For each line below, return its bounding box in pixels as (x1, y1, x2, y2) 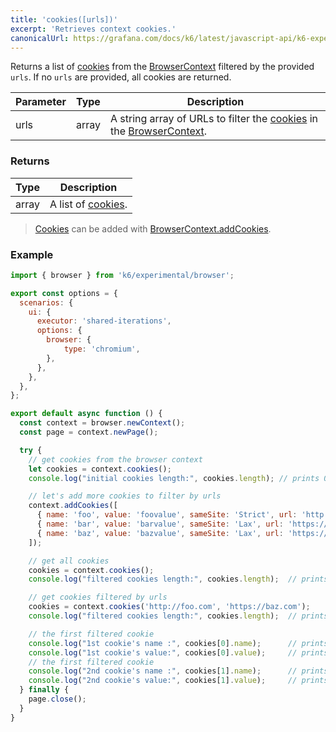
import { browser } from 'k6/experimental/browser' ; (10, 270, 235, 280)
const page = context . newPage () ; (19, 427, 159, 438)
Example (10, 247, 54, 261)
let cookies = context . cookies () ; (28, 464, 172, 474)
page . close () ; (28, 694, 87, 705)
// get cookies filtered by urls (28, 592, 168, 603)
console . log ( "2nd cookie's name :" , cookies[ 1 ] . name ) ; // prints (28, 666, 329, 676)
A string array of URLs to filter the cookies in (109, 112, 319, 126)
